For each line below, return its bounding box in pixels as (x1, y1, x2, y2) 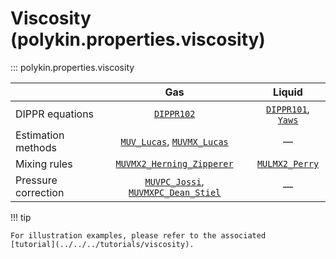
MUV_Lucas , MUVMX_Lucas (120, 134, 229, 148)
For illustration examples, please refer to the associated (10, 230, 267, 241)
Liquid (273, 85, 303, 99)
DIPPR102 (153, 108, 196, 119)
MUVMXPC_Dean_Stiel (128, 187, 222, 198)
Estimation (15, 128, 65, 142)
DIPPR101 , (266, 102, 310, 116)
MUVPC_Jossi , (144, 174, 205, 188)
